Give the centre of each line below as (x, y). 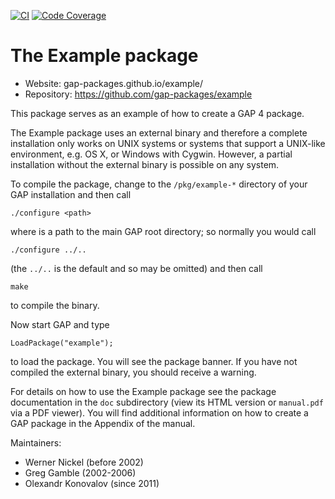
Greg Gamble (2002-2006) (80, 472)
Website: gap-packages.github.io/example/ (114, 83)
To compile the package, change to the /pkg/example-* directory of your (159, 184)
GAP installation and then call (71, 194)
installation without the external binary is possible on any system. (145, 164)
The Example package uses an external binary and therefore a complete (159, 132)
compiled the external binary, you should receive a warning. (133, 372)
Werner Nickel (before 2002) (84, 462)
